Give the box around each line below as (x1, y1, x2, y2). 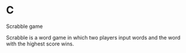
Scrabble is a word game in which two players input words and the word (6, 34, 181, 41)
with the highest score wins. (6, 40, 75, 47)
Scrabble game (6, 23, 43, 30)
